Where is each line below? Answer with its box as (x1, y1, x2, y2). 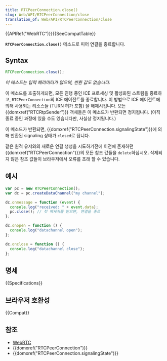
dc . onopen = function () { (5, 223, 62, 228)
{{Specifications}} (5, 280, 43, 286)
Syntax (5, 56, 28, 65)
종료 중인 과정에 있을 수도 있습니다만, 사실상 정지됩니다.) (5, 115, 116, 122)
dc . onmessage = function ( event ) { (5, 199, 80, 205)
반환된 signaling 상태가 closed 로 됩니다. (10, 133, 90, 139)
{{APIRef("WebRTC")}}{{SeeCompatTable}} (5, 31, 96, 37)
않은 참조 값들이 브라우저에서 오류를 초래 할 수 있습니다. (10, 156, 120, 162)
